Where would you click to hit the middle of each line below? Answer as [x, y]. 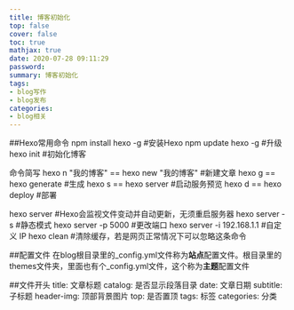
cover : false [33, 34]
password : [28, 68]
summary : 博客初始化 [44, 76]
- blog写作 [28, 91]
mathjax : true [36, 51]
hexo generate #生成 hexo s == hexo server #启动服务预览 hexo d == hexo [146, 184]
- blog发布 [28, 100]
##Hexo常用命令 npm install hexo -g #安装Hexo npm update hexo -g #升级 [146, 143]
